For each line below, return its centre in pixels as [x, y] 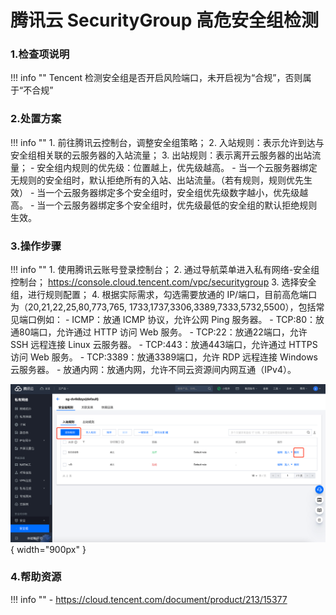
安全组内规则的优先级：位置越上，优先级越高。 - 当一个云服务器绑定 [177, 167]
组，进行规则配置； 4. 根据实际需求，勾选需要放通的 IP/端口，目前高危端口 [164, 295]
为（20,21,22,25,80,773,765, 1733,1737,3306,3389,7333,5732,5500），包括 [163, 307]
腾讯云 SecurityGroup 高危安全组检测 [165, 20]
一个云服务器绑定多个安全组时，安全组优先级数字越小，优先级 [172, 192]
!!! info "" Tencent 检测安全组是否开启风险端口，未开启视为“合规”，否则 [156, 78]
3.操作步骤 [36, 246]
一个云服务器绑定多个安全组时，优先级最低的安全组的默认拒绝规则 [181, 205]
